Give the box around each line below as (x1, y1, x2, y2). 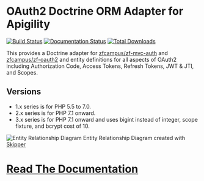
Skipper (6, 141, 26, 148)
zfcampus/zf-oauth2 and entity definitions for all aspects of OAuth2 (6, 56, 177, 63)
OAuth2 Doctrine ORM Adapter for (6, 4, 184, 18)
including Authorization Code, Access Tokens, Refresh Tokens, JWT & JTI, (6, 62, 194, 70)
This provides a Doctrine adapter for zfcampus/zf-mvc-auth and (6, 49, 168, 56)
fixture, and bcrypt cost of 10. (15, 122, 90, 130)
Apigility (6, 17, 51, 31)
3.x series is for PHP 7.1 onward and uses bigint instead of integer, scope (15, 116, 199, 123)
